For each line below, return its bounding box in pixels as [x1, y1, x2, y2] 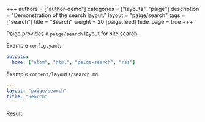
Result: [6, 110, 24, 118]
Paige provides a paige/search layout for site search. [6, 30, 140, 37]
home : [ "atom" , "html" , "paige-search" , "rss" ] [12, 59, 136, 65]
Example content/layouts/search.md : [6, 70, 100, 77]
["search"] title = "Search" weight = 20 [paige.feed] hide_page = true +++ [6, 18, 193, 25]
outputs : [6, 54, 29, 60]
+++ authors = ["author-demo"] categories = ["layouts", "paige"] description [6, 5, 199, 12]
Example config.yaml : [6, 42, 62, 49]
